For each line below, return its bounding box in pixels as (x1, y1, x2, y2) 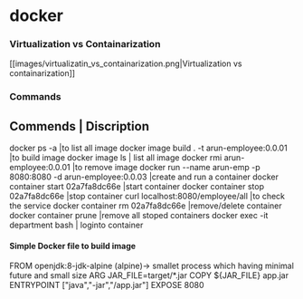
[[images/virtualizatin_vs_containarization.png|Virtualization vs (9, 58, 242, 69)
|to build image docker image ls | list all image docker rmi (9, 152, 223, 163)
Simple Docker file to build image (9, 240, 137, 251)
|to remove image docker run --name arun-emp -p (71, 162, 260, 173)
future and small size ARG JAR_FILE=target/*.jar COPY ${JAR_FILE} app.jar (9, 270, 289, 281)
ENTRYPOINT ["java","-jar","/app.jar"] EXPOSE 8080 (9, 280, 205, 291)
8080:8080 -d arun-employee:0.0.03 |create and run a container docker (9, 171, 279, 182)
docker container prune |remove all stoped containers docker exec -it (9, 210, 269, 221)
